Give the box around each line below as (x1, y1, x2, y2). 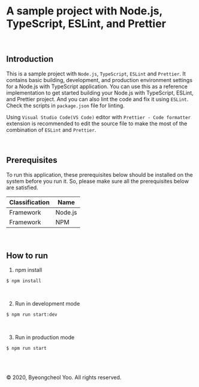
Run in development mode (14, 300, 80, 307)
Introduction (6, 54, 54, 64)
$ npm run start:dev (6, 312, 58, 318)
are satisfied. (6, 184, 38, 191)
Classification (9, 198, 50, 206)
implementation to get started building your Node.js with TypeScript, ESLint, (6, 89, 194, 96)
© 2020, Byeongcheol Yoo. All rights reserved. (6, 374, 122, 381)
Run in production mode (14, 334, 75, 341)
